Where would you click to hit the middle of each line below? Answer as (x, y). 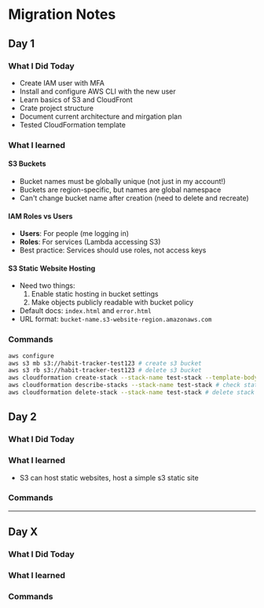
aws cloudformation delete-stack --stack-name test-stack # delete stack (132, 392)
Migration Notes (62, 15)
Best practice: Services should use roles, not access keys (113, 250)
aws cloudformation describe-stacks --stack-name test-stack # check (125, 385)
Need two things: (48, 286)
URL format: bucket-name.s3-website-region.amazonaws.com (115, 319)
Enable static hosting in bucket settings (95, 294)
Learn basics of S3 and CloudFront (76, 99)
